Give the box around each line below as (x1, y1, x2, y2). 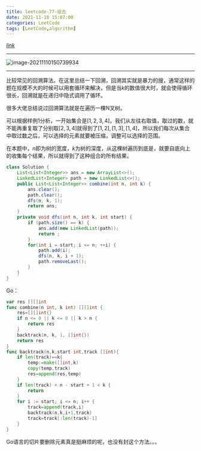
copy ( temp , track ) (28, 366, 71, 372)
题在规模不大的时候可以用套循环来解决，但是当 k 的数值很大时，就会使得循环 (6, 84, 193, 91)
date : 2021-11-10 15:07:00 (6, 14, 74, 20)
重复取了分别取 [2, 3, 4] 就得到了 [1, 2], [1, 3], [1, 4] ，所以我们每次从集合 (22, 125, 190, 132)
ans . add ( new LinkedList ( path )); (38, 225, 119, 231)
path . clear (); (28, 192, 63, 198)
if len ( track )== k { (17, 354, 63, 360)
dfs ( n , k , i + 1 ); (38, 253, 84, 259)
